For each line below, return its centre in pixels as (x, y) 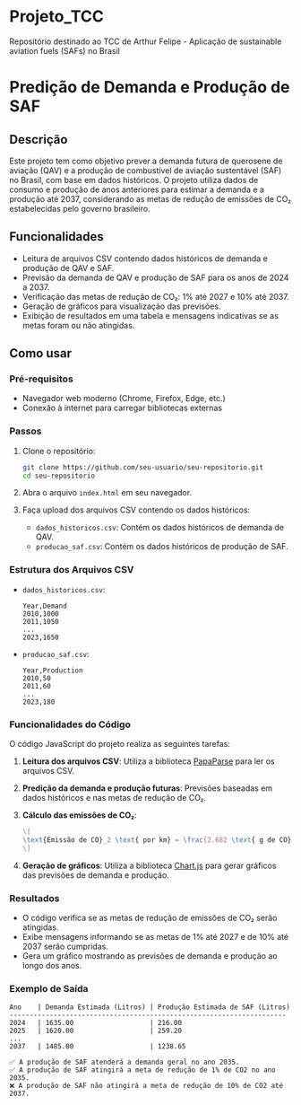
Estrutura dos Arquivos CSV (72, 570)
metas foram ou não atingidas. (78, 325)
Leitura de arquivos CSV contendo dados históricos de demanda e (145, 259)
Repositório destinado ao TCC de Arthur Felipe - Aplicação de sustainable (146, 41)
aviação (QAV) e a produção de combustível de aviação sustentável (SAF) (146, 170)
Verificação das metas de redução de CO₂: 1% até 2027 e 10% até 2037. (155, 296)
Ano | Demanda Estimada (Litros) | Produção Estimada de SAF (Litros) (150, 1007)
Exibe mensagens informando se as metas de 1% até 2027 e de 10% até (155, 937)
